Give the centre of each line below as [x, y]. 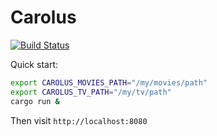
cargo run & [35, 101]
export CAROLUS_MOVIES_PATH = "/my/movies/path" [109, 82]
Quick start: [34, 64]
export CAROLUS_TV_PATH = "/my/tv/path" [91, 92]
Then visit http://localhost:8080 [79, 120]
